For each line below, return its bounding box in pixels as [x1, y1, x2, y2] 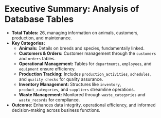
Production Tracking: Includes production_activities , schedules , [18, 71, 151, 77]
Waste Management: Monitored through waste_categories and [18, 91, 145, 98]
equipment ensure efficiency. [18, 66, 76, 71]
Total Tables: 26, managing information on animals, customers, [11, 30, 139, 35]
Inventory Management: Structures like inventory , [18, 81, 121, 87]
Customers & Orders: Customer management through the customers [18, 50, 156, 56]
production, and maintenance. [11, 35, 72, 41]
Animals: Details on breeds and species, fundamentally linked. [18, 45, 144, 51]
